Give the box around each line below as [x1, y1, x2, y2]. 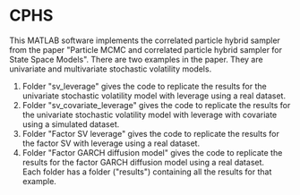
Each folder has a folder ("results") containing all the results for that [21, 166, 272, 177]
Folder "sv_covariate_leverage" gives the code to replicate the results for [21, 99, 291, 110]
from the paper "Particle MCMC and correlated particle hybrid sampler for [9, 44, 283, 55]
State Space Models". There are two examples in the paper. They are [9, 54, 263, 64]
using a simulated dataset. [21, 118, 120, 130]
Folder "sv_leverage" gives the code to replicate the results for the [21, 81, 267, 91]
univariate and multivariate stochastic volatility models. [9, 64, 212, 74]
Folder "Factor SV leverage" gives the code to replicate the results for [21, 128, 279, 139]
